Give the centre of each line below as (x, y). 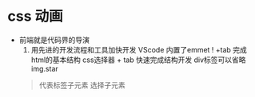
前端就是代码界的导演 (54, 40)
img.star (45, 68)
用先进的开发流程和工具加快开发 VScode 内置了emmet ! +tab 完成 (139, 49)
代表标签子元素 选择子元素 (82, 85)
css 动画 (35, 16)
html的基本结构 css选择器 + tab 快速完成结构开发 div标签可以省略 (138, 60)
